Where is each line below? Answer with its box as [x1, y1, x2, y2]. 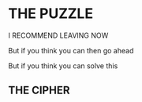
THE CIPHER [8, 84, 70, 97]
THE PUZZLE [8, 5, 93, 23]
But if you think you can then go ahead [8, 46, 134, 55]
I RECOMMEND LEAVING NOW [8, 31, 109, 40]
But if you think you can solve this [8, 60, 118, 71]
